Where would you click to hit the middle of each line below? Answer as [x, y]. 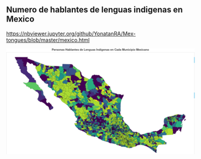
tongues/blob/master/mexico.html [48, 40]
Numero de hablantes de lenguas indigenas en [95, 10]
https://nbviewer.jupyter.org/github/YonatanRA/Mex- [71, 33]
